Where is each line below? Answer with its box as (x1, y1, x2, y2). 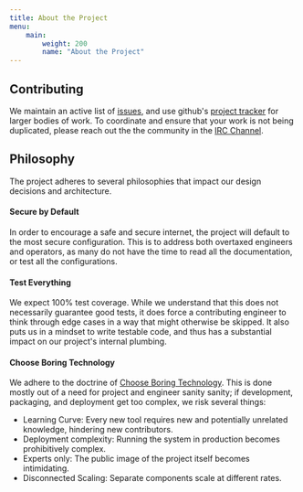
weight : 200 (42, 38, 89, 48)
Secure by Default (9, 207, 79, 218)
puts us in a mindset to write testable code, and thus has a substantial (9, 326, 272, 337)
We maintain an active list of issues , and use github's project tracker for (9, 105, 279, 116)
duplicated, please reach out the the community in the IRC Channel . (9, 124, 265, 135)
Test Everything (9, 276, 71, 288)
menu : (9, 22, 30, 31)
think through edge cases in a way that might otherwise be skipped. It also (9, 316, 290, 327)
